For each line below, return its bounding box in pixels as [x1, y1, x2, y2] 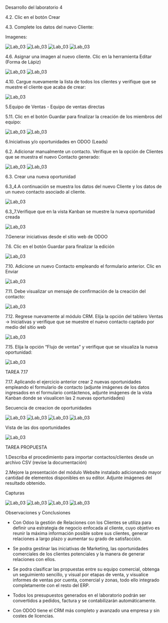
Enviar [5, 269, 19, 274]
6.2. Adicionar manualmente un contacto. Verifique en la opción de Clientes [5, 148, 163, 154]
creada [5, 214, 20, 220]
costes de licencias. [12, 613, 55, 619]
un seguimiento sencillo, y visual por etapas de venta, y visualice [12, 572, 149, 577]
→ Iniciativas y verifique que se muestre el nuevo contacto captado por [5, 319, 155, 325]
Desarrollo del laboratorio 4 [5, 5, 62, 10]
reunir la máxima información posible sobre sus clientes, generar [12, 531, 149, 536]
